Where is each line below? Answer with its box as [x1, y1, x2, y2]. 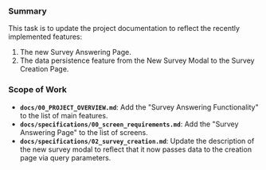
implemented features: [8, 32, 83, 41]
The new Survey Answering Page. [19, 48, 131, 57]
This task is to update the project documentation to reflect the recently [8, 24, 241, 33]
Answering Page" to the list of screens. [19, 127, 149, 137]
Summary [8, 6, 48, 17]
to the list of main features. [19, 110, 108, 120]
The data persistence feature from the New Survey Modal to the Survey [19, 56, 255, 65]
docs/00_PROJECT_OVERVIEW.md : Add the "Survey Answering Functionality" [19, 102, 259, 112]
